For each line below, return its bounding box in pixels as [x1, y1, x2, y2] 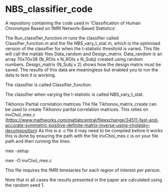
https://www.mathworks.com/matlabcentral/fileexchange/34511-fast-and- [6, 117, 159, 123]
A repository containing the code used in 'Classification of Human [5, 20, 141, 26]
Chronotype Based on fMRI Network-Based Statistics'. [5, 25, 117, 31]
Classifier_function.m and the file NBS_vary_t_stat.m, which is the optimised [5, 40, 161, 46]
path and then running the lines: [5, 138, 71, 144]
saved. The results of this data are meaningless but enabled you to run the [5, 66, 158, 73]
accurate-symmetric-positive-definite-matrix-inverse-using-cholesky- [5, 122, 150, 128]
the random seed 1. [5, 182, 45, 188]
